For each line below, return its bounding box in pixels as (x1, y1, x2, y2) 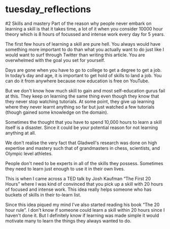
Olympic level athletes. (5, 150, 53, 156)
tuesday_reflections (5, 4, 91, 15)
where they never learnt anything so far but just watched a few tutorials (5, 104, 155, 110)
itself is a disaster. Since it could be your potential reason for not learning (5, 124, 158, 130)
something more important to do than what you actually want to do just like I (5, 46, 164, 52)
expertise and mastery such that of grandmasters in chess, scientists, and (5, 145, 160, 151)
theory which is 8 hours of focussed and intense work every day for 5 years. (5, 31, 165, 37)
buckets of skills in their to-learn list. (5, 191, 81, 198)
